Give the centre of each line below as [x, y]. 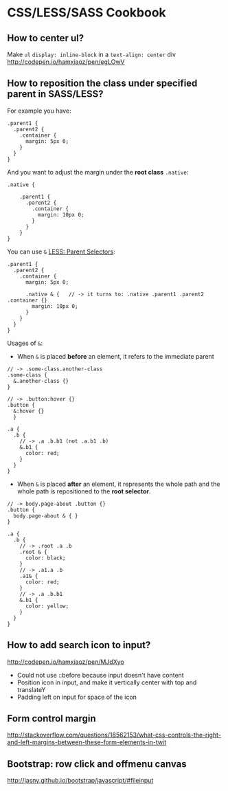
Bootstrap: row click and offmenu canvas [97, 764]
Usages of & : [25, 343]
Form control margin [52, 718]
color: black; [46, 558]
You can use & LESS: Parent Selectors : [61, 252]
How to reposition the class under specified [102, 83]
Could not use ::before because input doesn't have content [100, 675]
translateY [31, 689]
